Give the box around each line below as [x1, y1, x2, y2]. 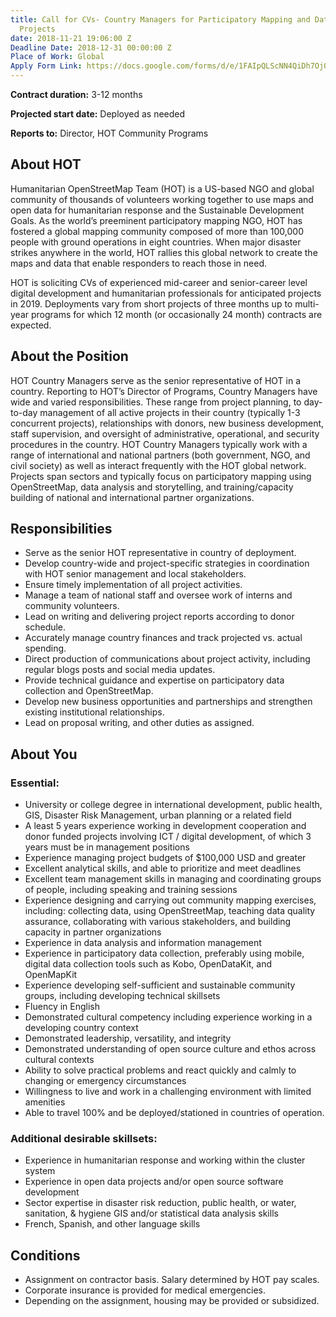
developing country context [24, 1022, 139, 1034]
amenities [24, 1096, 66, 1108]
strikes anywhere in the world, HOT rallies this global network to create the [10, 246, 318, 258]
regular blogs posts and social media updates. [24, 664, 216, 676]
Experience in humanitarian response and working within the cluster [24, 1154, 306, 1166]
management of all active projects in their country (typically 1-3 [39, 406, 301, 418]
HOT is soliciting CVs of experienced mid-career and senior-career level [10, 276, 308, 288]
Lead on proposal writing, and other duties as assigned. [24, 717, 255, 729]
